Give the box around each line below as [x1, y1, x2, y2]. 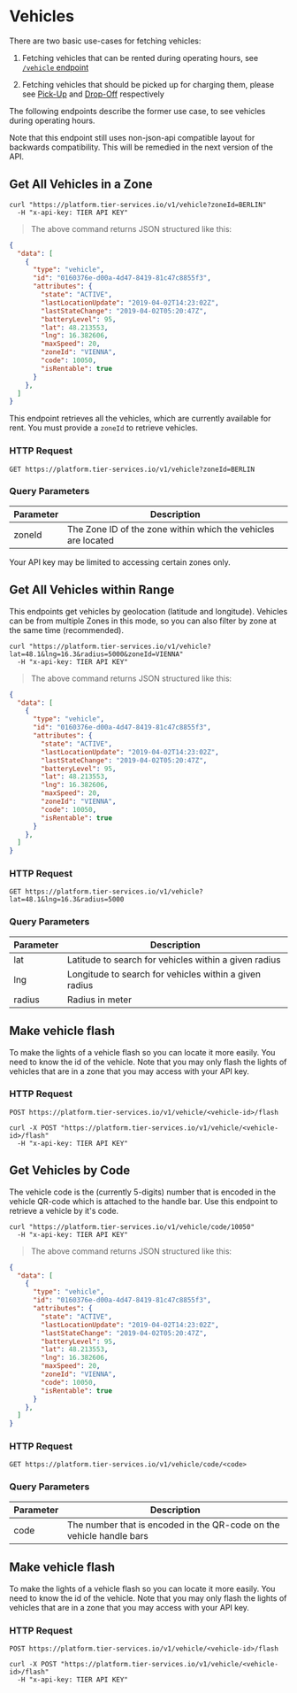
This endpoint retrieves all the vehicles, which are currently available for [9, 414, 271, 424]
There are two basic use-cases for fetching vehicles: [9, 35, 202, 46]
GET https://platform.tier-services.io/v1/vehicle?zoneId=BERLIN [9, 465, 255, 474]
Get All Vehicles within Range [9, 583, 175, 598]
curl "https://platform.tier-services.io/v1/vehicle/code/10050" [9, 1222, 255, 1232]
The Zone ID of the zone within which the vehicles [66, 522, 275, 535]
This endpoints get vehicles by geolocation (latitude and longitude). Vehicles [9, 606, 288, 616]
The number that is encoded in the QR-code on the [66, 1519, 280, 1531]
